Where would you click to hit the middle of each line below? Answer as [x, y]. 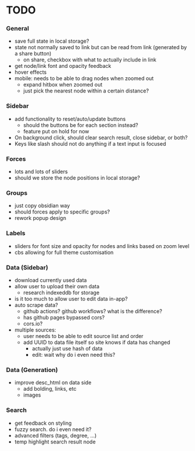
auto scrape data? [36, 305]
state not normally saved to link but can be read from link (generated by [101, 47]
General [18, 29]
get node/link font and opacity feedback [63, 66]
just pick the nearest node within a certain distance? [86, 91]
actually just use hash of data [67, 348]
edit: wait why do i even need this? [74, 354]
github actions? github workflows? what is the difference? [93, 311]
